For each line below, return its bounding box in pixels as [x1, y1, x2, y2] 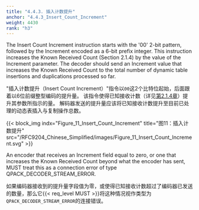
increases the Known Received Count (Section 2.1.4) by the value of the [6, 54, 181, 61]
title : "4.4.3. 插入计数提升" [6, 8, 75, 15]
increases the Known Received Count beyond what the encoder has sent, [6, 158, 185, 165]
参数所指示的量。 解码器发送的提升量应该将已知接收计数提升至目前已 [16, 100, 184, 107]
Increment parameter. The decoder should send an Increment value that [6, 60, 182, 67]
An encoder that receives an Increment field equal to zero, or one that [6, 151, 176, 159]
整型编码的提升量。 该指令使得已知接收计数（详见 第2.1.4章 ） [35, 92, 183, 99]
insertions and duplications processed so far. [6, 73, 117, 80]
